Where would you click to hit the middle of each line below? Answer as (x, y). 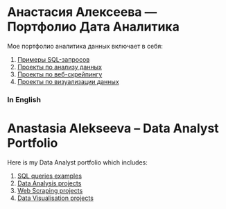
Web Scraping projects (50, 190)
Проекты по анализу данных (60, 67)
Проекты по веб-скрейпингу (60, 74)
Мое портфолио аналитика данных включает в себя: (85, 46)
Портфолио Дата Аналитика (94, 27)
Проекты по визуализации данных (68, 81)
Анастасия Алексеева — (82, 12)
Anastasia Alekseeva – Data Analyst (113, 128)
